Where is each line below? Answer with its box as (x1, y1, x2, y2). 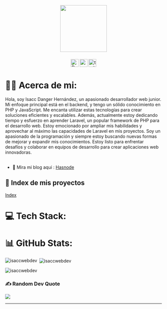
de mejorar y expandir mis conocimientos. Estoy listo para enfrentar (5, 138, 144, 144)
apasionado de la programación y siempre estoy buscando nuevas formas (5, 133, 157, 139)
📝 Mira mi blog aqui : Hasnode (12, 164, 75, 170)
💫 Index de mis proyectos (5, 179, 85, 187)
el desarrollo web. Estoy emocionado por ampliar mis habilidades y (5, 122, 143, 129)
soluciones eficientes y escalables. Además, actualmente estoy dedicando (5, 112, 158, 118)
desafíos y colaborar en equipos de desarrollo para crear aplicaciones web (5, 144, 159, 150)
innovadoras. (5, 149, 32, 155)
